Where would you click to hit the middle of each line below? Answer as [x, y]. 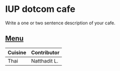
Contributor [45, 52]
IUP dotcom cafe [40, 9]
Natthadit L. [44, 61]
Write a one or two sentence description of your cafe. [60, 23]
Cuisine [17, 52]
